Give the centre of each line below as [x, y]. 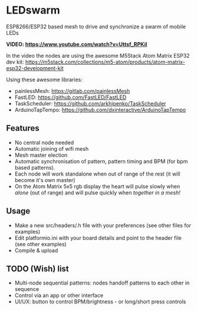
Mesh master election [41, 155]
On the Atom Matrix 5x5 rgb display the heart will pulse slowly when [97, 186]
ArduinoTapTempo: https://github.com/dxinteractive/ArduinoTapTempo [100, 110]
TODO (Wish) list [37, 269]
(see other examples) [40, 244]
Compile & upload [36, 250]
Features [23, 128]
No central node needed [44, 143]
